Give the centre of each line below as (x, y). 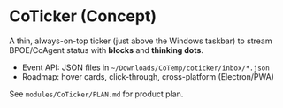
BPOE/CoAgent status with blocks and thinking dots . (106, 50)
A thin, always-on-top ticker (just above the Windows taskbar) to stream (141, 41)
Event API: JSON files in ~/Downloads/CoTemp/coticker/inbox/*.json (145, 67)
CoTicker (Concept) (83, 16)
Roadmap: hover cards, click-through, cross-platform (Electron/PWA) (148, 76)
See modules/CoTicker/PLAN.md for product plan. (96, 94)
